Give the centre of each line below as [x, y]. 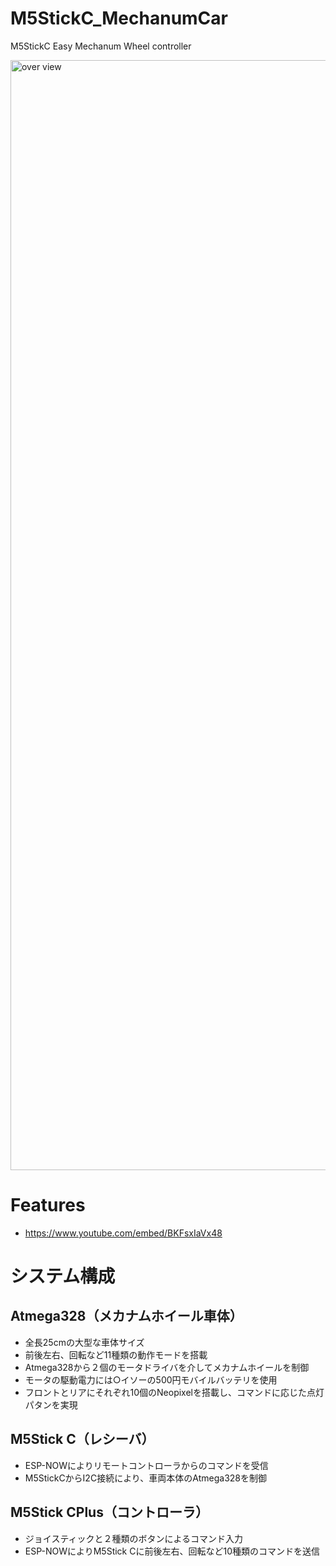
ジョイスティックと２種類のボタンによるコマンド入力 [134, 1538]
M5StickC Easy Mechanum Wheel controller [101, 46]
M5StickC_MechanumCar [119, 18]
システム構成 [63, 1276]
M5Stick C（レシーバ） [82, 1439]
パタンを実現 [51, 1404]
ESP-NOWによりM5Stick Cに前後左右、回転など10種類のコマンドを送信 [172, 1551]
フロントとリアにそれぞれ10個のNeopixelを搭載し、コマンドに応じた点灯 [174, 1392]
